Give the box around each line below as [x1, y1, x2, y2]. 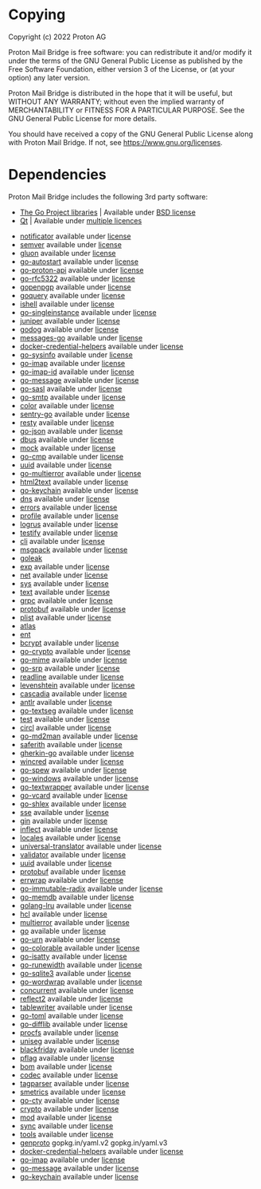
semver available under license [19, 239, 122, 249]
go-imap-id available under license [19, 367, 134, 376]
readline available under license [19, 671, 125, 681]
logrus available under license [19, 519, 119, 529]
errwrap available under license [19, 875, 124, 884]
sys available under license [19, 578, 109, 588]
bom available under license [19, 1061, 113, 1071]
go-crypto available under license [19, 646, 131, 656]
